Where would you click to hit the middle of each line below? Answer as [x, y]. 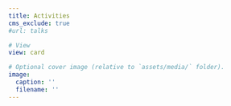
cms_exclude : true [39, 23]
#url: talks [28, 31]
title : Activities [39, 16]
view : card [27, 53]
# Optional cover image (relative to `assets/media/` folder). [117, 67]
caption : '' [36, 82]
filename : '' [37, 89]
